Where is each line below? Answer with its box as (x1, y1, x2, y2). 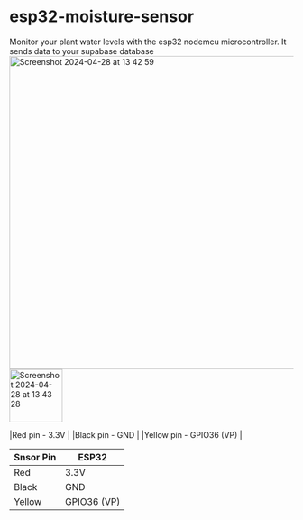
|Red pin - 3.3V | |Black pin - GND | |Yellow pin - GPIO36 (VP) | (9, 429, 243, 440)
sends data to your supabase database (9, 45, 155, 56)
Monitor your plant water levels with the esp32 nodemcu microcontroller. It (9, 36, 287, 47)
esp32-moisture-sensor (9, 6, 195, 27)
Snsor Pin (14, 450, 57, 463)
